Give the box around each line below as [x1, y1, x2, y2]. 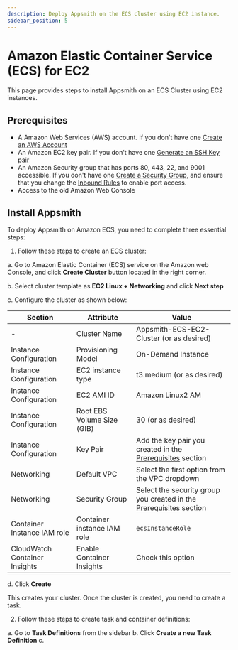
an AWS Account [17, 141, 67, 149]
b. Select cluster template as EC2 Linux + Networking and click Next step [7, 282, 225, 291]
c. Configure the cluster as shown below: [7, 296, 127, 304]
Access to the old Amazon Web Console [17, 186, 136, 195]
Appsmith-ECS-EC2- [135, 325, 210, 335]
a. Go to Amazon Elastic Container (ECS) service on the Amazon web [7, 261, 209, 269]
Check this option [135, 553, 195, 563]
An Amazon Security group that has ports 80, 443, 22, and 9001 [17, 163, 205, 172]
